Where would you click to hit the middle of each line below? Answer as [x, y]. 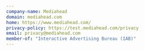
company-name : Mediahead [37, 11]
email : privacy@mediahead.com [43, 33]
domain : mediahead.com [34, 17]
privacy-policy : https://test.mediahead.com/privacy [72, 28]
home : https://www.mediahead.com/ [49, 22]
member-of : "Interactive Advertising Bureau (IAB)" [71, 39]
